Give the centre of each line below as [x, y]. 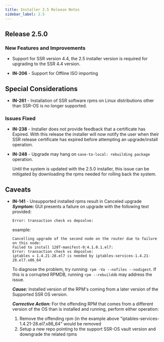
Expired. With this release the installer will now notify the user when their [85, 134]
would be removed [82, 324]
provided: [22, 212]
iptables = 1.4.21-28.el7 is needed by [53, 256]
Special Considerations [41, 89]
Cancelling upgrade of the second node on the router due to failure [85, 239]
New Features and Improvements [45, 48]
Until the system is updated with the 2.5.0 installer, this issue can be [81, 169]
